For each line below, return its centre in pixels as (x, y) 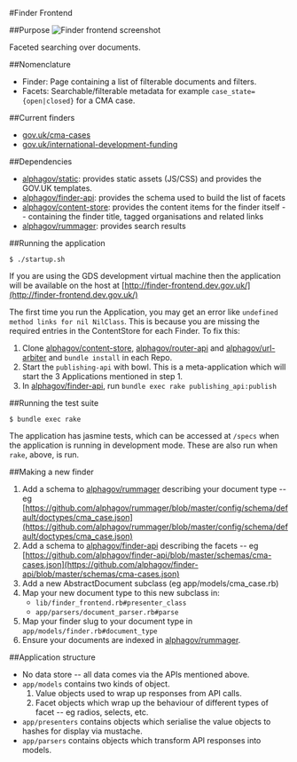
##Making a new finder (52, 472)
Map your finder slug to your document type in (107, 621)
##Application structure (52, 657)
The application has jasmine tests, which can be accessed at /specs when (144, 436)
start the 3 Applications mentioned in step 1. (102, 376)
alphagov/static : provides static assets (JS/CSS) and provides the (141, 179)
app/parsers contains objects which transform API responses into (141, 740)
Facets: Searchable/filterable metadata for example (116, 91)
